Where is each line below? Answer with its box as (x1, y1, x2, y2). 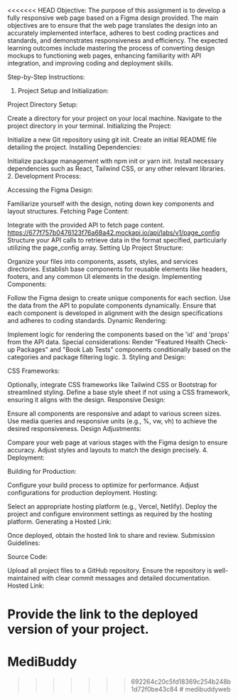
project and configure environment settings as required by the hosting (7, 510, 212, 518)
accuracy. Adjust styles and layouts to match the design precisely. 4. (7, 446, 208, 454)
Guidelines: (7, 539, 40, 547)
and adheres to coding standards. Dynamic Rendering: (7, 317, 167, 324)
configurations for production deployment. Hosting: (7, 489, 158, 497)
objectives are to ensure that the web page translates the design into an (7, 21, 218, 29)
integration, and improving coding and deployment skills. (7, 59, 174, 67)
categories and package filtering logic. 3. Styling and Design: (7, 353, 186, 361)
